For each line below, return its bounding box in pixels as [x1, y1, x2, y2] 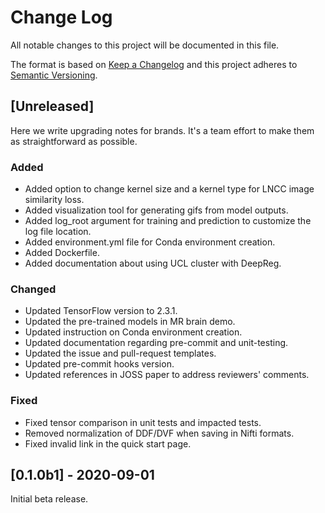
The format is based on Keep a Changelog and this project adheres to [10, 58, 298, 70]
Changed [10, 282, 57, 296]
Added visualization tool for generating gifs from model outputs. [24, 204, 289, 216]
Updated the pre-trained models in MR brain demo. [24, 316, 236, 328]
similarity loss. [24, 194, 85, 206]
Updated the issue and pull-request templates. [24, 347, 217, 360]
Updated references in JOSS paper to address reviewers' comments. [24, 369, 310, 381]
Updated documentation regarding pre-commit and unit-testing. [24, 337, 289, 349]
